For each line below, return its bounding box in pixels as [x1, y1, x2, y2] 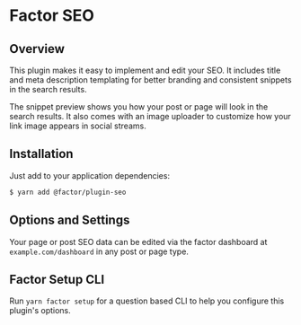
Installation [9, 146, 74, 162]
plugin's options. [9, 305, 72, 316]
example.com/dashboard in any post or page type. [9, 246, 189, 257]
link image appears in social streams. [9, 120, 146, 131]
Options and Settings [9, 213, 130, 228]
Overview [9, 41, 66, 57]
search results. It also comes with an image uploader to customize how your [9, 111, 292, 121]
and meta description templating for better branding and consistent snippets [9, 75, 292, 85]
